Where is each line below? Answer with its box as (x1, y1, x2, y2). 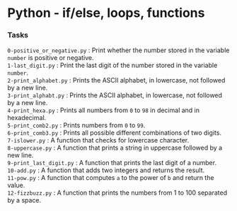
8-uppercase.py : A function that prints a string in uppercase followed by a (7, 143, 223, 152)
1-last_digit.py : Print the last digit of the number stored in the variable (7, 61, 218, 70)
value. (7, 181, 25, 190)
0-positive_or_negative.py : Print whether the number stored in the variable (7, 46, 230, 54)
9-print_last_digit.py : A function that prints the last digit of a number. (7, 159, 217, 167)
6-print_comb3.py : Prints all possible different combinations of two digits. (7, 128, 221, 137)
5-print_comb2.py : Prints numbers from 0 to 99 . (7, 121, 146, 130)
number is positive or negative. (7, 54, 94, 62)
